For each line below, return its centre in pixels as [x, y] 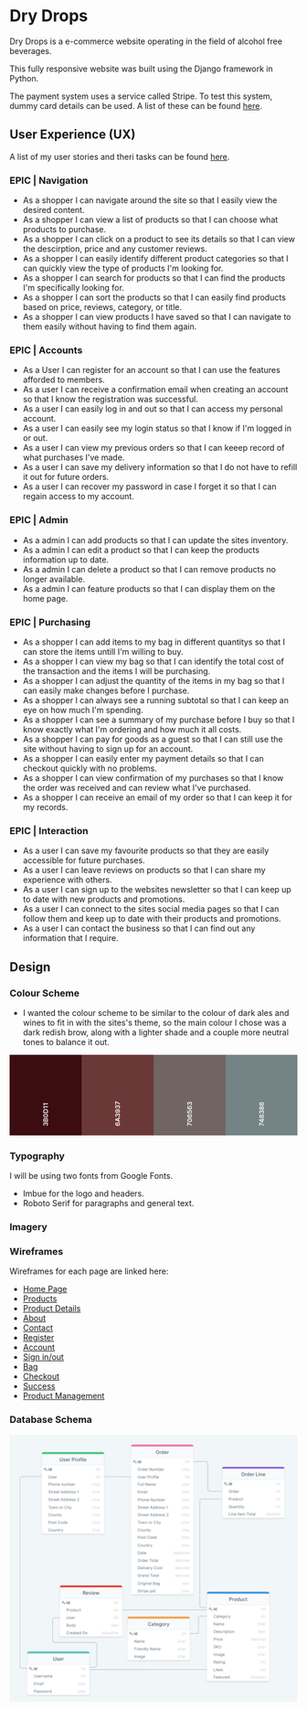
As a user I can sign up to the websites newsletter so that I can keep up [157, 890]
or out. [35, 438]
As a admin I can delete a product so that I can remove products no [149, 569]
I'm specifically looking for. [74, 288]
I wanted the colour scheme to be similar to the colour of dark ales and [156, 1012]
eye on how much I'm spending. [83, 710]
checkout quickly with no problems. [90, 768]
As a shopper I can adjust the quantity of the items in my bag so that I [153, 680]
